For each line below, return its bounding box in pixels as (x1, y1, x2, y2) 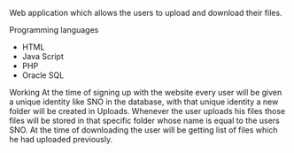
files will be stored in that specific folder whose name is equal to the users (9, 115, 281, 126)
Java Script (21, 51, 64, 61)
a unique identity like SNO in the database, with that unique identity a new (9, 96, 279, 107)
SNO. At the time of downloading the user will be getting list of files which (9, 125, 278, 135)
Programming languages (9, 25, 99, 34)
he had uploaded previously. (9, 134, 113, 144)
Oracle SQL (21, 70, 65, 80)
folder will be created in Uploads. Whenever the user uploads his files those (9, 106, 286, 116)
